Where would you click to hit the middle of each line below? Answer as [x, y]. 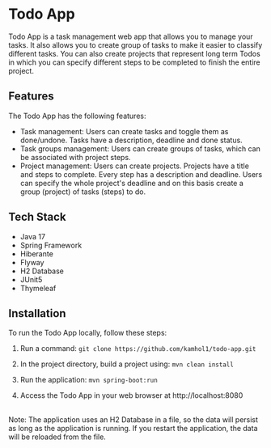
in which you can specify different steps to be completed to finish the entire [134, 62]
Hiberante [37, 254]
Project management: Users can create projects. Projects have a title [134, 166]
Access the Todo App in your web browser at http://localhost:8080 [131, 395]
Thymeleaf [38, 288]
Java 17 [33, 236]
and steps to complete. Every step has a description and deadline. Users [141, 174]
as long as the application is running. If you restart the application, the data [133, 429]
